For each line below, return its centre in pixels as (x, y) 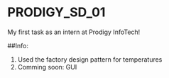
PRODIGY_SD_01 (56, 12)
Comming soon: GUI (47, 67)
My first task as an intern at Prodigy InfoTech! (74, 32)
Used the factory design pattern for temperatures (90, 59)
